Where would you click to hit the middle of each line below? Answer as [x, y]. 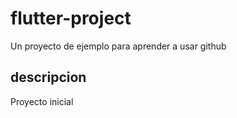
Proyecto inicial [42, 101]
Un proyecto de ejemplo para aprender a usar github [118, 46]
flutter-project [71, 18]
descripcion [48, 77]
